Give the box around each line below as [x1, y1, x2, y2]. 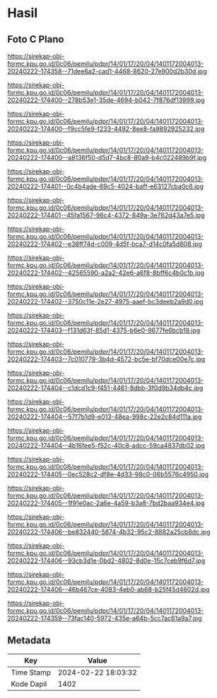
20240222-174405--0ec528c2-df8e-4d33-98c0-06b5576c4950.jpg [7, 470, 209, 478]
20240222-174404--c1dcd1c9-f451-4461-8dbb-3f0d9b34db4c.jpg [7, 384, 204, 392]
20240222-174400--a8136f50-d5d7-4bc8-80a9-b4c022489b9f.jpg [7, 154, 207, 162]
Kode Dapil [11, 679, 47, 689]
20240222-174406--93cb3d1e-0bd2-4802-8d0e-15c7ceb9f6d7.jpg [7, 556, 206, 565]
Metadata [7, 634, 51, 646]
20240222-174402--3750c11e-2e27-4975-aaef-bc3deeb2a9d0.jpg [7, 298, 204, 305]
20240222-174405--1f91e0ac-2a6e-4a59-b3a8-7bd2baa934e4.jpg [7, 499, 205, 507]
